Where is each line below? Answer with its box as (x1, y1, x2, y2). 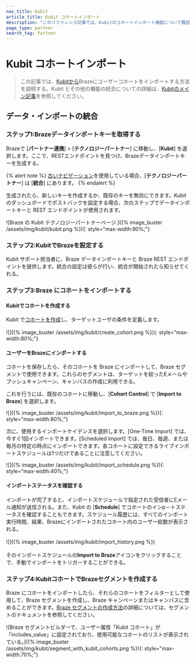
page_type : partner (6, 25, 54, 31)
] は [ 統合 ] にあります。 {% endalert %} (21, 179, 116, 186)
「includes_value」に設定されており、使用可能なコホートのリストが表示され (6, 631, 189, 638)
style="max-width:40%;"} (6, 468, 69, 475)
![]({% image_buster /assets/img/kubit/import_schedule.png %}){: (6, 461, 164, 469)
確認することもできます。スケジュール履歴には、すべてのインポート (26, 510, 188, 517)
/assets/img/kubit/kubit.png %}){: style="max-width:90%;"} (6, 225, 150, 232)
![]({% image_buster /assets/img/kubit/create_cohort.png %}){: (6, 329, 158, 336)
